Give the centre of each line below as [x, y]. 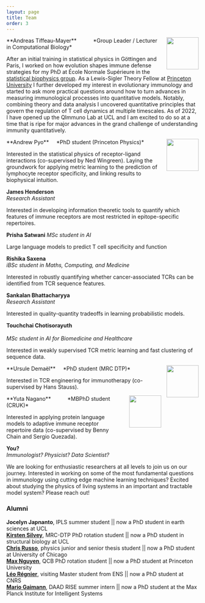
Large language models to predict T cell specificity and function [87, 247]
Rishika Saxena [26, 259]
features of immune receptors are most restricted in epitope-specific [93, 217]
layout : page [23, 12]
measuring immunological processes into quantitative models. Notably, [95, 98]
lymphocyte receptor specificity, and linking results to [74, 174]
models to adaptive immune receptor [53, 424]
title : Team [21, 18]
